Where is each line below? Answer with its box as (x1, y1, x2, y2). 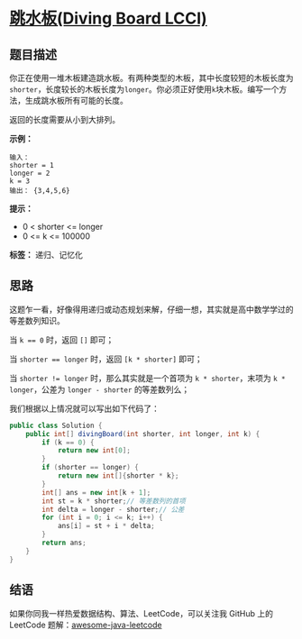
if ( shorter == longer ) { (41, 463, 140, 472)
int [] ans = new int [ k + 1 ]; (41, 488, 151, 497)
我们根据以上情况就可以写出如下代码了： (9, 403, 160, 414)
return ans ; (41, 538, 87, 548)
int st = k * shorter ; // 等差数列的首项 (41, 497, 187, 506)
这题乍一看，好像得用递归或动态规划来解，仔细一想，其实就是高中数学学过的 (9, 304, 294, 315)
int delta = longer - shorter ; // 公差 (41, 505, 185, 514)
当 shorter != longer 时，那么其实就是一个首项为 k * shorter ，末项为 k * (9, 372, 286, 383)
